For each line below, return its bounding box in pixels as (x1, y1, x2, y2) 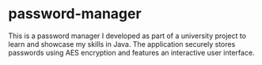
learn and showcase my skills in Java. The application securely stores (8, 39, 236, 48)
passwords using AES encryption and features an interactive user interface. (8, 48, 255, 57)
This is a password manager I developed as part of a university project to (8, 31, 247, 40)
